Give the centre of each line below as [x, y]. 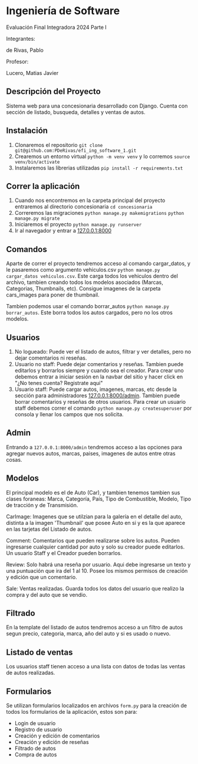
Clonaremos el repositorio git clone [59, 145]
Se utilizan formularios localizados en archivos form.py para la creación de [97, 706]
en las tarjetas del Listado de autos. [49, 529]
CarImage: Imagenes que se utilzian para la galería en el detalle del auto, [94, 516]
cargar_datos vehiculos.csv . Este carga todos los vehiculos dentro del [92, 276]
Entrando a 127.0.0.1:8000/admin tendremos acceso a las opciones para [94, 447]
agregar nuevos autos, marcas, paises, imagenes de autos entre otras [91, 453]
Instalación [27, 131]
